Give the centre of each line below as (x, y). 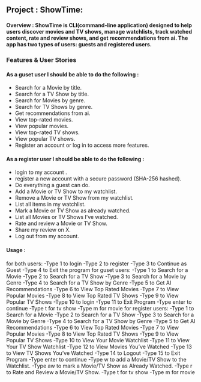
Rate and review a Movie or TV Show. (61, 223)
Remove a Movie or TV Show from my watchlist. (74, 198)
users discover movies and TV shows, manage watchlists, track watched (99, 31)
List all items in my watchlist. (50, 205)
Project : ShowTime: (45, 10)
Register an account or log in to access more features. (82, 145)
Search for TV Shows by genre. (54, 107)
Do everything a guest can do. (52, 185)
